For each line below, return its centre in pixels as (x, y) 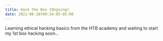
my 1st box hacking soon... (32, 33)
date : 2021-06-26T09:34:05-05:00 (39, 14)
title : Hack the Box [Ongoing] (37, 10)
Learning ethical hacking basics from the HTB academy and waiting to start (82, 28)
